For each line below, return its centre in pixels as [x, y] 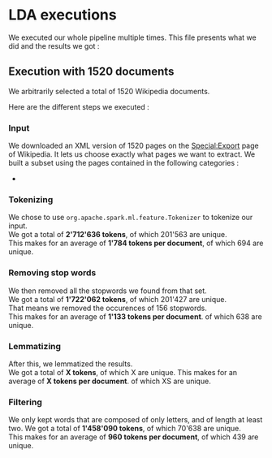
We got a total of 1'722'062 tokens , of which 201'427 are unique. [118, 299]
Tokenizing [31, 199]
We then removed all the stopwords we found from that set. [108, 291]
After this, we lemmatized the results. [71, 364]
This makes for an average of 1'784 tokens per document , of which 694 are [136, 243]
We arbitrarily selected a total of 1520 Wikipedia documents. [109, 91]
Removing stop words [52, 273]
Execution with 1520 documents [91, 72]
